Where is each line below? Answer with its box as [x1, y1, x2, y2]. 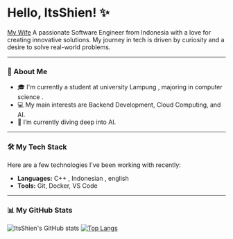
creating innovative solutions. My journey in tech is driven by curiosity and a [7, 35, 225, 44]
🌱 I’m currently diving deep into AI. [17, 118, 116, 126]
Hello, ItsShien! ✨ [7, 5, 110, 21]
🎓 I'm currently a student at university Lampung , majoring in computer [17, 83, 223, 91]
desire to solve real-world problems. [7, 43, 111, 51]
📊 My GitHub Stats [7, 206, 73, 215]
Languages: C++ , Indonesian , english [17, 174, 130, 182]
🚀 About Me [7, 67, 48, 76]
